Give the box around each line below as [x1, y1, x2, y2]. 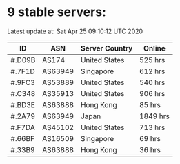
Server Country [80, 43, 133, 53]
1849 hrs [139, 111, 170, 121]
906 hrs [139, 89, 166, 98]
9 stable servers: [7, 4, 107, 20]
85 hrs [139, 100, 161, 109]
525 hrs [139, 55, 166, 64]
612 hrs [139, 66, 166, 76]
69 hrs [139, 134, 161, 143]
